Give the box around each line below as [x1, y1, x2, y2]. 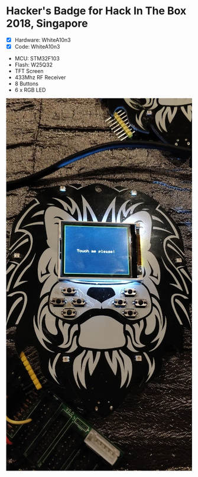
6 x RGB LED [14, 87, 46, 94]
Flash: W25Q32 [14, 61, 53, 69]
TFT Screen [14, 68, 44, 75]
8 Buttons [14, 80, 38, 87]
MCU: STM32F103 [14, 55, 60, 62]
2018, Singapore [6, 17, 88, 30]
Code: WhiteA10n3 [14, 43, 60, 50]
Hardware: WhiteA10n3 [14, 36, 71, 43]
